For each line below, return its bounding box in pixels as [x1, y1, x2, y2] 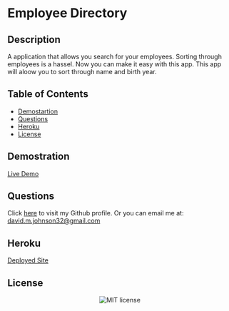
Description [7, 34, 61, 46]
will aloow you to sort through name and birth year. [7, 68, 157, 76]
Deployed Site [7, 256, 49, 265]
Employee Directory [7, 5, 128, 21]
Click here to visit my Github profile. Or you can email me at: [7, 209, 184, 218]
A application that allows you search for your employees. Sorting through [7, 52, 223, 61]
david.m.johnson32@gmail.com [7, 216, 101, 225]
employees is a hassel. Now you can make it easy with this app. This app [7, 60, 222, 68]
